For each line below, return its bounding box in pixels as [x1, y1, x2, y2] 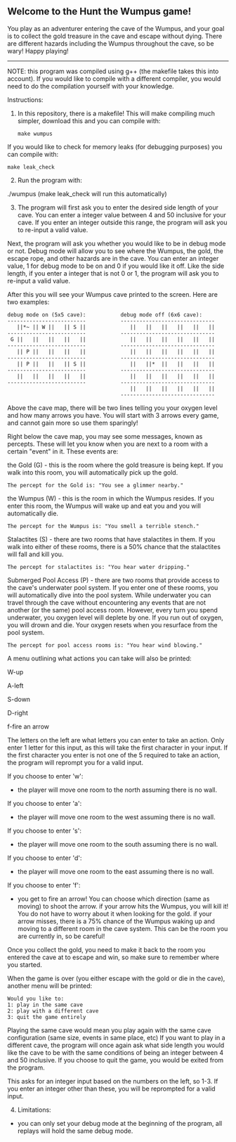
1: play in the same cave [7, 1001, 83, 1008]
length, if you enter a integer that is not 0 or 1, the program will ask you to [7, 269, 219, 277]
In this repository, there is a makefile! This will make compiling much [17, 109, 216, 117]
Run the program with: [17, 176, 82, 184]
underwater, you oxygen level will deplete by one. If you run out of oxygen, [7, 613, 223, 622]
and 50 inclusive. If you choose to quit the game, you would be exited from [7, 1056, 224, 1064]
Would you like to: [7, 995, 65, 1002]
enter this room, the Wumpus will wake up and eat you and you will [7, 501, 202, 510]
